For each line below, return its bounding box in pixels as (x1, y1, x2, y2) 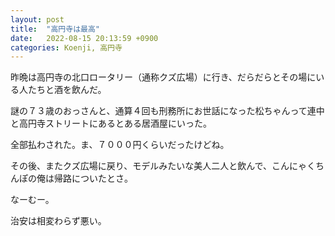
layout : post (10, 14, 65, 25)
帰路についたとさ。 (53, 172, 133, 185)
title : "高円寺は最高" (10, 24, 100, 34)
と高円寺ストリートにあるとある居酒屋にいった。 (10, 117, 212, 130)
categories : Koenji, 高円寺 (10, 42, 123, 53)
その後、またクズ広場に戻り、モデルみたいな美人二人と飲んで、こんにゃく (10, 160, 316, 172)
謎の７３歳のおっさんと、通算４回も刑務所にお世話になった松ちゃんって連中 (10, 105, 325, 117)
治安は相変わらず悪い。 (10, 215, 107, 227)
